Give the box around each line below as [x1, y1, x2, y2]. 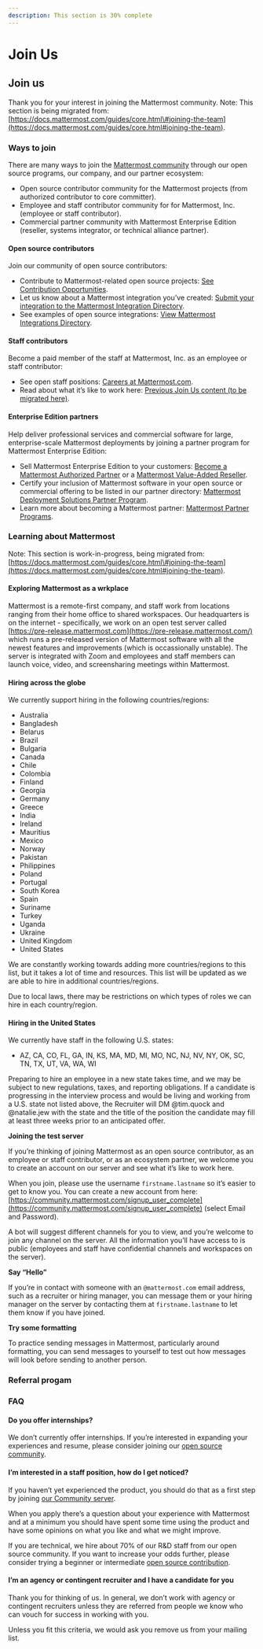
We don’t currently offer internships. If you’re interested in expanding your [8, 1433, 248, 1442]
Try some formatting [8, 1323, 77, 1333]
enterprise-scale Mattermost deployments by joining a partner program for [8, 437, 250, 447]
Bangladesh [19, 719, 59, 729]
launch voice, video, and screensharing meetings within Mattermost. [8, 660, 230, 670]
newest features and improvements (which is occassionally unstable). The [8, 643, 248, 653]
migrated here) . [19, 394, 70, 404]
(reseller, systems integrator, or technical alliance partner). [19, 225, 210, 234]
